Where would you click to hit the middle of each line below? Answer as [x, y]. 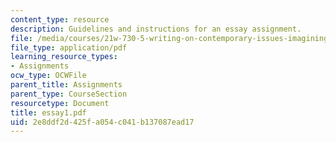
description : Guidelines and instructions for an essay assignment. [156, 29]
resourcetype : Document [60, 103]
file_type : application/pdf [69, 47]
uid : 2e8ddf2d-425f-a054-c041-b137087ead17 [102, 122]
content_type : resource [60, 19]
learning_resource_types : [64, 57]
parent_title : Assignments [66, 85]
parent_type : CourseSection [69, 94]
